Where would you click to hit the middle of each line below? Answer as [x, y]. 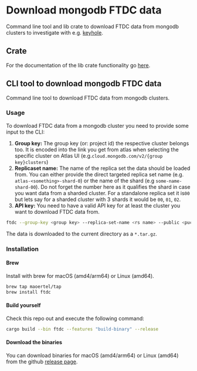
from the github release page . [42, 362]
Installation [23, 249]
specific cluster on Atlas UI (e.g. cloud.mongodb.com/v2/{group [89, 155]
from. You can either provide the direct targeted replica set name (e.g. [99, 174]
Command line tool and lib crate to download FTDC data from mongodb [92, 26]
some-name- [169, 181]
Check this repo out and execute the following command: [75, 318]
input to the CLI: [26, 132]
